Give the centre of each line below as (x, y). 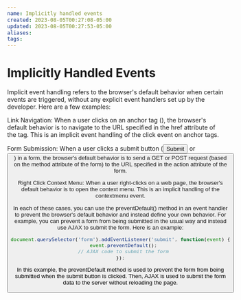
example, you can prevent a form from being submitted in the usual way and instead (120, 221)
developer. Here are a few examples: (59, 107)
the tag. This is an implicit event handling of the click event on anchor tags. (113, 135)
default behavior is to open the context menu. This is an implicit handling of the (120, 190)
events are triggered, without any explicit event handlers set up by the (106, 100)
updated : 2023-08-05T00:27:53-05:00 (59, 26)
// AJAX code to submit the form (124, 252)
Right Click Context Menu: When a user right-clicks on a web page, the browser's (120, 183)
